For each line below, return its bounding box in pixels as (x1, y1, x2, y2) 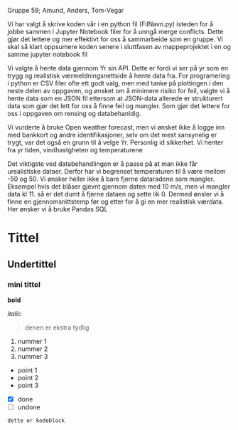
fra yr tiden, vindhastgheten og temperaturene (7, 146, 144, 154)
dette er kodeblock (7, 417, 65, 424)
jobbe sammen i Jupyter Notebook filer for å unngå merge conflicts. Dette (7, 28, 224, 36)
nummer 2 (17, 345, 48, 353)
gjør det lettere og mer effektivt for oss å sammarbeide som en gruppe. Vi (7, 35, 224, 43)
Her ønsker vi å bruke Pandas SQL (7, 205, 108, 213)
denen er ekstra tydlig (24, 323, 90, 332)
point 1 (17, 366, 38, 374)
